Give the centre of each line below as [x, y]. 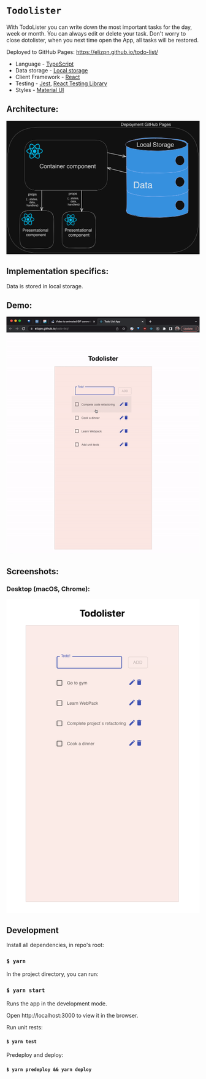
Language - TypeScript [44, 64]
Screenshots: [33, 571]
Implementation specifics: [58, 271]
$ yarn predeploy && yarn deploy [49, 1069]
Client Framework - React [48, 77]
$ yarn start [26, 990]
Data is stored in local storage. [45, 286]
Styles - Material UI [40, 90]
